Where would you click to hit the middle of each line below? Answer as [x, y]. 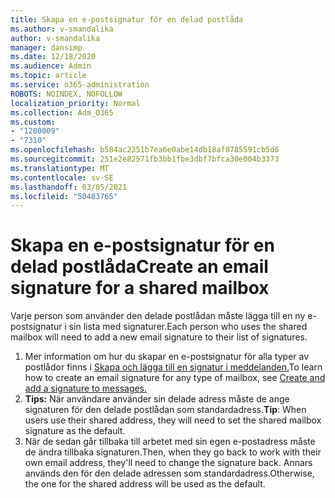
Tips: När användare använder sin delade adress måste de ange [157, 399]
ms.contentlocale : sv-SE [62, 177]
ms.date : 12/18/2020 [53, 57]
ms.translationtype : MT [60, 168]
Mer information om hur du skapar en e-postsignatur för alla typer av [167, 357]
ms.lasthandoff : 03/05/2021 [69, 187]
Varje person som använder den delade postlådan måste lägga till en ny [158, 316]
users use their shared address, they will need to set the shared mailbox [173, 420]
